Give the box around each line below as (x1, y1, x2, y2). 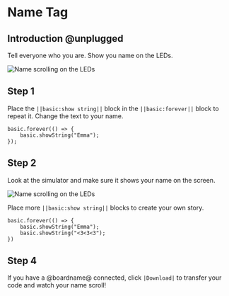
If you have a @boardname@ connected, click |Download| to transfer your (7, 273, 222, 282)
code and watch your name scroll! (7, 281, 107, 290)
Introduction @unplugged (7, 33, 124, 45)
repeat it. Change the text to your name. (7, 111, 124, 120)
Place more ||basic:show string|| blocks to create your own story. (7, 203, 204, 212)
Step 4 (7, 255, 37, 267)
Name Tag (7, 4, 69, 21)
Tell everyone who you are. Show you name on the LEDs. (7, 51, 173, 59)
